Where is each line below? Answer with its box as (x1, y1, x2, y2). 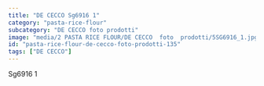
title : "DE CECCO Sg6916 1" (8, 11, 101, 20)
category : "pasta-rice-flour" (8, 19, 108, 27)
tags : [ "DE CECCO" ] (8, 48, 72, 56)
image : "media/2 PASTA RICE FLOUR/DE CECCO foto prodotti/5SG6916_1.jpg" (8, 33, 262, 41)
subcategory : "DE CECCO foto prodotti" (8, 26, 139, 34)
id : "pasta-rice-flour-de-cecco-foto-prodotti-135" (8, 41, 181, 48)
